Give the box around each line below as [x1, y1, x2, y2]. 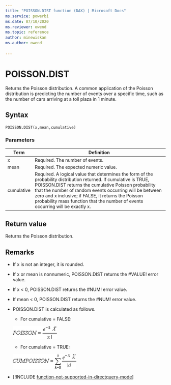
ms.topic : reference [5, 29, 49, 35]
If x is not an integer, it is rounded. [12, 261, 84, 268]
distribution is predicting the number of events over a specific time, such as [5, 91, 164, 97]
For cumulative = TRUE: [20, 344, 70, 350]
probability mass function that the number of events [35, 198, 144, 204]
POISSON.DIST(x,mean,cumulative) [5, 125, 76, 130]
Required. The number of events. [35, 157, 103, 163]
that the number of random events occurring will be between [35, 187, 162, 193]
